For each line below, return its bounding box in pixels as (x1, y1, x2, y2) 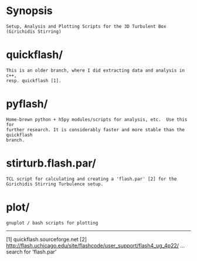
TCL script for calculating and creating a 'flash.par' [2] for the (6, 176, 177, 182)
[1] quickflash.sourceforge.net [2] (6, 236, 87, 243)
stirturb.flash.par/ (6, 157, 97, 170)
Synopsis (6, 4, 53, 18)
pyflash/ (6, 97, 48, 111)
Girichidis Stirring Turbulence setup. (6, 181, 104, 187)
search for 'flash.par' (6, 248, 57, 255)
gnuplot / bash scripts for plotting (6, 220, 98, 226)
